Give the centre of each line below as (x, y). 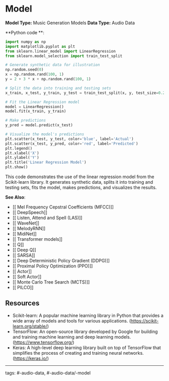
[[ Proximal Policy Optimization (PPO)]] (53, 266)
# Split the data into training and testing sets (58, 88)
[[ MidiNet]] (24, 234)
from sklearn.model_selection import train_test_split (64, 56)
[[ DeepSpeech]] (30, 212)
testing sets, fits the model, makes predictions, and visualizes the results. (81, 188)
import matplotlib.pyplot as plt (40, 46)
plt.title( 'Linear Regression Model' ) (46, 162)
